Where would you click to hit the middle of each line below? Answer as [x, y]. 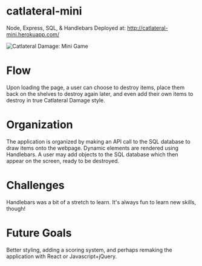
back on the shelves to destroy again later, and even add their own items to [100, 94]
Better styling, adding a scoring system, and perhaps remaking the [89, 250]
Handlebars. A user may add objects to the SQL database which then [92, 154]
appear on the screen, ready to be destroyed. [63, 161]
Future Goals [39, 233]
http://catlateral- [147, 28]
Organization [40, 125]
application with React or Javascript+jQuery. [62, 256]
